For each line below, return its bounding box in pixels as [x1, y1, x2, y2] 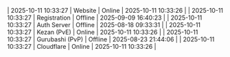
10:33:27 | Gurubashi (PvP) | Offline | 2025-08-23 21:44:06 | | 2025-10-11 [7, 35, 215, 43]
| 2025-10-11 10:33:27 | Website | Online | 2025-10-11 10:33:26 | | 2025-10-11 [7, 7, 224, 14]
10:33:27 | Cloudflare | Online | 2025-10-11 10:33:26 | [7, 43, 157, 50]
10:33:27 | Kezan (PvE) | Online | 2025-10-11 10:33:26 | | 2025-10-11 [7, 28, 198, 36]
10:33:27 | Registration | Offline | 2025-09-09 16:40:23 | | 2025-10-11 [7, 14, 203, 22]
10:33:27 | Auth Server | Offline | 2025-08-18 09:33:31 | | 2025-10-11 [7, 21, 201, 28]
